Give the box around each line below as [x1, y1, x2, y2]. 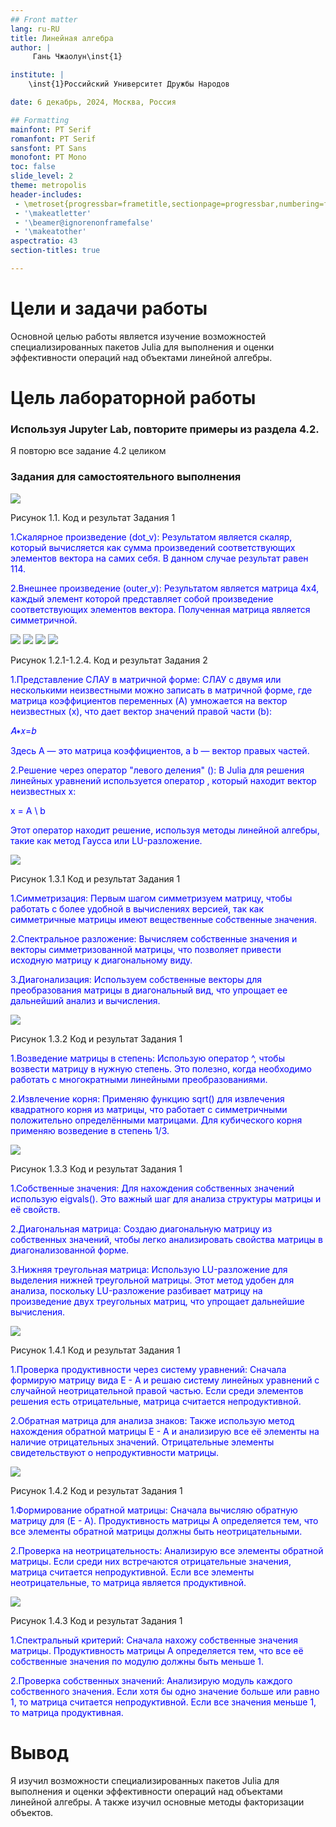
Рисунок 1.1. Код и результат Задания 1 [10, 511, 176, 523]
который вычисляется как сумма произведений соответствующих [10, 541, 296, 553]
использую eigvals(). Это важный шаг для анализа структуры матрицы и [10, 1192, 322, 1205]
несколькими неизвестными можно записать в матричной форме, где [10, 684, 313, 696]
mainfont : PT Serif [10, 124, 92, 135]
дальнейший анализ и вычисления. [10, 994, 161, 1006]
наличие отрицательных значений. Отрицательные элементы [10, 1436, 275, 1448]
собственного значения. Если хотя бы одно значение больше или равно [10, 1685, 320, 1697]
